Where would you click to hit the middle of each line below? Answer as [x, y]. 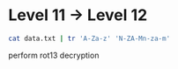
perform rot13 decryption [54, 55]
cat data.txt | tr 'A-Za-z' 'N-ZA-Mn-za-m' [89, 38]
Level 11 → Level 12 [78, 15]
